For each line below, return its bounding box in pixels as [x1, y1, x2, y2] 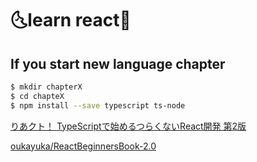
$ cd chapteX [10, 91, 65, 101]
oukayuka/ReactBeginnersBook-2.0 [10, 140, 157, 152]
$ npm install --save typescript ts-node [10, 100, 186, 111]
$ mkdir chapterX [10, 82, 83, 92]
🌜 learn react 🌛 [10, 9, 132, 32]
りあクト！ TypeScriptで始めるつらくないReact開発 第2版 [10, 120, 247, 132]
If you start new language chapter [10, 55, 226, 72]
